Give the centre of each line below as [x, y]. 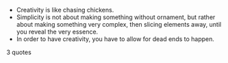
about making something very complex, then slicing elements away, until [119, 24]
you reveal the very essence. [57, 32]
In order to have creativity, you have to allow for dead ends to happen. [115, 39]
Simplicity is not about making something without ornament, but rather [116, 17]
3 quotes [19, 52]
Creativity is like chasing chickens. [65, 10]
